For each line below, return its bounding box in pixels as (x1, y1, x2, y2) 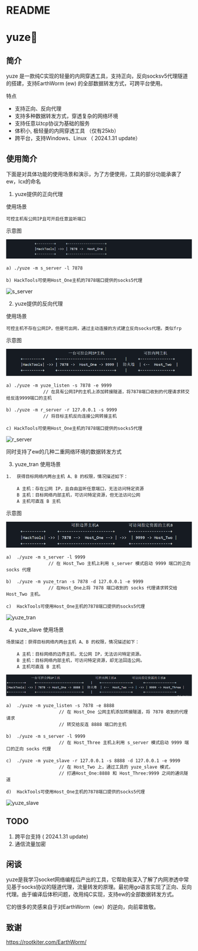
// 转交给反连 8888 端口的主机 (58, 721, 127, 727)
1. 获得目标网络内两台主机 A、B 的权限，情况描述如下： (6, 474, 128, 480)
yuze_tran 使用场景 (14, 461, 61, 468)
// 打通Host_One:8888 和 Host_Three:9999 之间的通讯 (58, 770, 184, 776)
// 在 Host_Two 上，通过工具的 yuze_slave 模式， (58, 764, 173, 770)
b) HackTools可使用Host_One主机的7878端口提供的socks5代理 (6, 277, 143, 283)
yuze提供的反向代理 (14, 300, 63, 307)
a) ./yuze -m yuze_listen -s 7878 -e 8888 (6, 702, 115, 708)
